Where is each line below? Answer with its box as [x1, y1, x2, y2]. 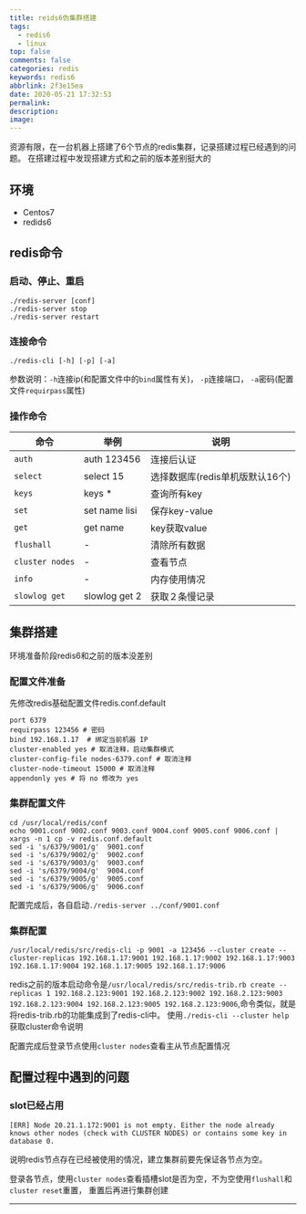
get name [83, 521, 125, 534]
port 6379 [9, 716, 47, 726]
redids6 [22, 216, 52, 227]
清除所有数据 [149, 539, 206, 552]
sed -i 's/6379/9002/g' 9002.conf [9, 850, 145, 859]
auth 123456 [83, 453, 141, 466]
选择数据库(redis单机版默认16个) [149, 471, 291, 484]
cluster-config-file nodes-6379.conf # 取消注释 [9, 755, 192, 764]
